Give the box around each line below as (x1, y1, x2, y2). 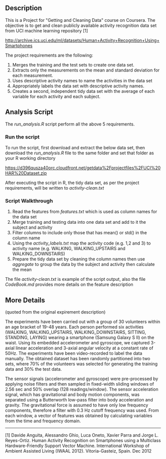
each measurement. (12, 72, 53, 78)
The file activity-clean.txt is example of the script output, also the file (5, 276, 146, 282)
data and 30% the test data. (5, 366, 62, 372)
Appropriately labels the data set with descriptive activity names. (12, 83, 145, 89)
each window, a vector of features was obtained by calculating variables (5, 413, 153, 419)
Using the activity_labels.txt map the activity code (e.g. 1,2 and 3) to (12, 240, 151, 246)
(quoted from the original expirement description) (5, 309, 106, 315)
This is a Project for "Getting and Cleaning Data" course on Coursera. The (5, 17, 156, 23)
